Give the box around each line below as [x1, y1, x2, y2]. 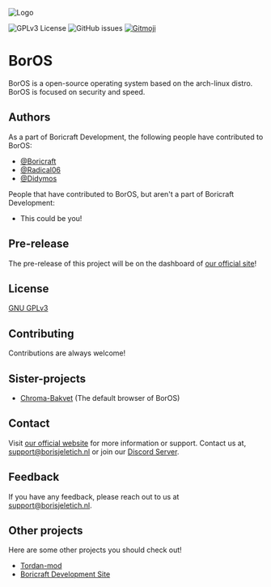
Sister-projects [8, 372, 87, 385]
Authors [8, 110, 51, 125]
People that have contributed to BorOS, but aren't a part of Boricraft [8, 189, 235, 198]
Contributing [8, 326, 74, 340]
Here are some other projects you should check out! [8, 545, 182, 555]
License [8, 282, 49, 296]
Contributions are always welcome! [8, 348, 126, 358]
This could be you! [19, 213, 83, 223]
